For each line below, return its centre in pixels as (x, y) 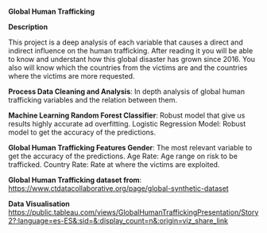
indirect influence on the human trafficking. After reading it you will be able (131, 50)
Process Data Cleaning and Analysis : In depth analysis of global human (126, 91)
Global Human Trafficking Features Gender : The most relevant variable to (130, 148)
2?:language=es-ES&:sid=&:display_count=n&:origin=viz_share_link (118, 221)
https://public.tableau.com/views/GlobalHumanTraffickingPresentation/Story (133, 212)
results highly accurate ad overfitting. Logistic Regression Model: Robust (127, 124)
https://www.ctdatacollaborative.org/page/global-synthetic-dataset (118, 188)
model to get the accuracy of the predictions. (82, 132)
